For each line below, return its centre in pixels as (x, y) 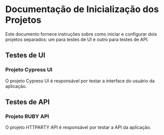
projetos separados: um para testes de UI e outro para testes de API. (77, 39)
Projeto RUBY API (27, 116)
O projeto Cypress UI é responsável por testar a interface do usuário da (80, 81)
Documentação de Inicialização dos (82, 9)
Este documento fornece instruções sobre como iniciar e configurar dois (81, 34)
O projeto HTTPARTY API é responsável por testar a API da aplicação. (78, 127)
